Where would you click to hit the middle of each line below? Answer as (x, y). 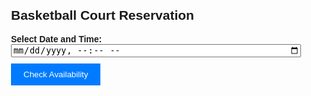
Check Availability (56, 74)
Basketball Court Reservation (103, 15)
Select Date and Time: (57, 39)
